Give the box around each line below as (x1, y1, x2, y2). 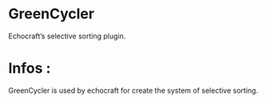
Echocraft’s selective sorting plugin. (8, 31, 126, 41)
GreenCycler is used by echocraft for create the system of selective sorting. (8, 85, 258, 95)
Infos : (8, 59, 51, 77)
